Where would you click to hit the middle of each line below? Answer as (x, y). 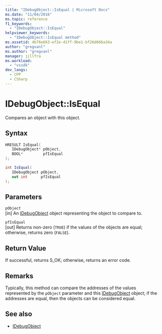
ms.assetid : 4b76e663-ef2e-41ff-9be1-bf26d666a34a (59, 42)
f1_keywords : (19, 24)
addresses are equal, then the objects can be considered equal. (70, 298)
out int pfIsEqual (36, 177)
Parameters (24, 197)
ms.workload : (19, 61)
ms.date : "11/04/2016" (29, 14)
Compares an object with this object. (43, 117)
